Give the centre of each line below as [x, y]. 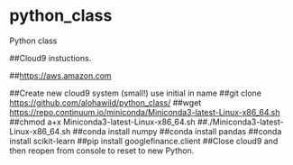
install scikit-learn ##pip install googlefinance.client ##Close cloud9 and [144, 141]
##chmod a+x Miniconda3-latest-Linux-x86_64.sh [102, 122]
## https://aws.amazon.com [60, 75]
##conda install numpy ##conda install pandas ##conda [177, 131]
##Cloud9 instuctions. [50, 58]
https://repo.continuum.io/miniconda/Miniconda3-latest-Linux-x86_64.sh [145, 112]
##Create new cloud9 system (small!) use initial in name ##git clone [135, 93]
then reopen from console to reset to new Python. [102, 151]
